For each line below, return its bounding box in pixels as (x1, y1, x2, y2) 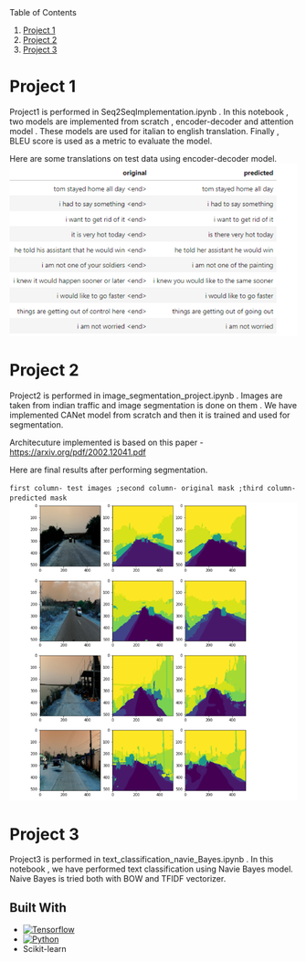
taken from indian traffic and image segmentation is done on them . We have (9, 399, 298, 410)
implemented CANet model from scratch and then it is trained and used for (9, 409, 290, 420)
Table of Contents (9, 7, 78, 17)
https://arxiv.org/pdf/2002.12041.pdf (9, 446, 146, 458)
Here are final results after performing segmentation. (9, 464, 208, 475)
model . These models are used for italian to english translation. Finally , (9, 125, 280, 136)
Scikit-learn (22, 944, 67, 955)
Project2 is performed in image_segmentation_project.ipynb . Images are (9, 390, 283, 401)
